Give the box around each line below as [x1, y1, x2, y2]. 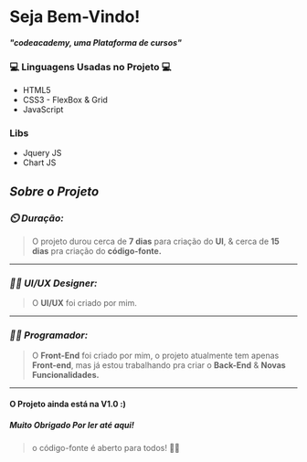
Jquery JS [22, 148, 62, 159]
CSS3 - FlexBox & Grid [22, 94, 108, 106]
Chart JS [22, 157, 57, 168]
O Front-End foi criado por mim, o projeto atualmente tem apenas [31, 350, 280, 361]
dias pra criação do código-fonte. [31, 246, 162, 257]
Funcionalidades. [31, 369, 100, 380]
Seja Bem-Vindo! [9, 6, 141, 27]
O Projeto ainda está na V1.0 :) [9, 399, 126, 410]
